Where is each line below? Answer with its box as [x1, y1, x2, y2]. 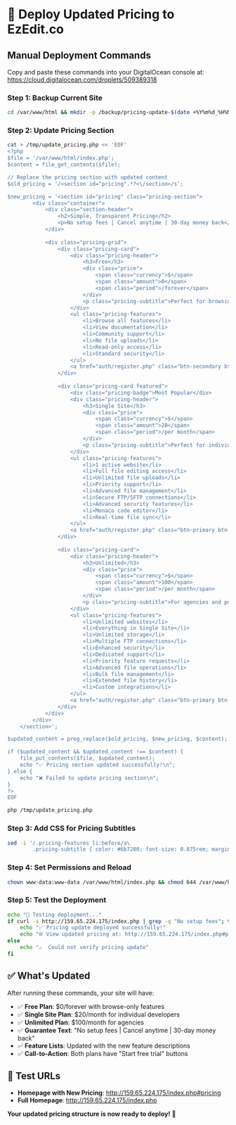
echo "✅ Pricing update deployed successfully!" [20, 924, 166, 932]
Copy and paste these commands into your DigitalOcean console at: [7, 68, 205, 76]
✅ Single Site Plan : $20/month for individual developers [17, 1010, 181, 1019]
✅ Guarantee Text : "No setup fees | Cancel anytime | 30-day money [17, 1026, 216, 1034]
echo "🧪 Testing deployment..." [7, 911, 102, 918]
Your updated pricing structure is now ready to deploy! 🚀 [7, 1110, 177, 1118]
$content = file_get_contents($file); [7, 161, 121, 168]
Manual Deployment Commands [7, 49, 151, 61]
